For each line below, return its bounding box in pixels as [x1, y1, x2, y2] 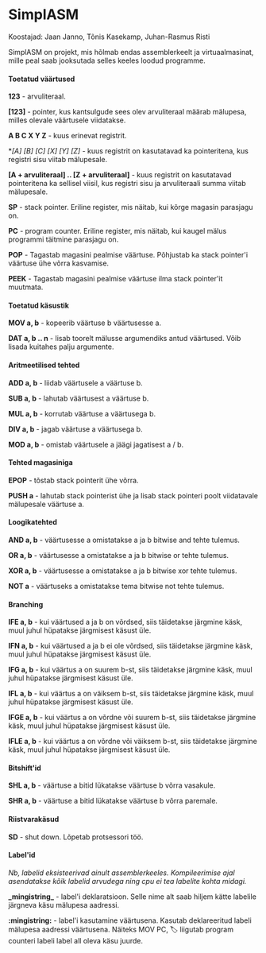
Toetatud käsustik [8, 300, 70, 310]
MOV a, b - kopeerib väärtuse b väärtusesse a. [8, 318, 161, 327]
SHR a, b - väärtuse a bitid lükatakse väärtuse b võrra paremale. [8, 796, 218, 806]
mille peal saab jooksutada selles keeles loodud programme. [8, 56, 206, 65]
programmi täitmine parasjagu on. [8, 234, 119, 244]
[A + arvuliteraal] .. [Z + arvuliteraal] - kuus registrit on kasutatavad [8, 170, 232, 180]
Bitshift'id [8, 763, 41, 773]
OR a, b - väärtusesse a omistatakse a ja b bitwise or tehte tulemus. [8, 550, 229, 560]
